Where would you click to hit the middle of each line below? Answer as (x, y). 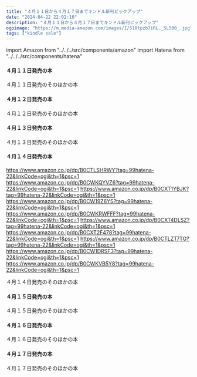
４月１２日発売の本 (29, 99)
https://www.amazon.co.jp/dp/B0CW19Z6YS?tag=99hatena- (79, 201)
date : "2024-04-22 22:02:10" (42, 17)
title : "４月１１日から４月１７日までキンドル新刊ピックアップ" (75, 11)
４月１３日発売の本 (29, 128)
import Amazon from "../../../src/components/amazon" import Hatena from (95, 50)
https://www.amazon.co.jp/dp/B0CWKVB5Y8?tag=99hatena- (80, 263)
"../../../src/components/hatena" (44, 56)
